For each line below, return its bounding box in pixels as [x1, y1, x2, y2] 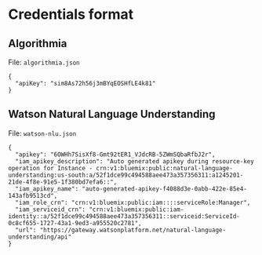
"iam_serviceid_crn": [15, 206, 86, 213]
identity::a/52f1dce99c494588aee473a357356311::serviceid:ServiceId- [8, 212, 241, 220]
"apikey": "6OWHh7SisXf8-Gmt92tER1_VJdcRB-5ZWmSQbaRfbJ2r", [15, 151, 216, 158]
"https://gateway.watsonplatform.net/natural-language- [39, 226, 226, 234]
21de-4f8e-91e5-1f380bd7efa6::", [8, 178, 118, 186]
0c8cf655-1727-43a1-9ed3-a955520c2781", [8, 219, 143, 227]
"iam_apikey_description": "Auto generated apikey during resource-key [15, 157, 255, 166]
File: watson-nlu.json [8, 128, 77, 138]
